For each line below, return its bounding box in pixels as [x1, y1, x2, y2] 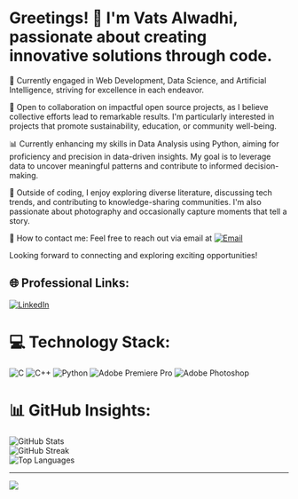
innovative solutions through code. [9, 46, 273, 66]
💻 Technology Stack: [9, 332, 171, 352]
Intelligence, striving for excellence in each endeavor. [9, 84, 205, 95]
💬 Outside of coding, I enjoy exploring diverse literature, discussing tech [9, 186, 273, 198]
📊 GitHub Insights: [9, 400, 152, 420]
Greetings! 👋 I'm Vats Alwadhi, [9, 8, 238, 28]
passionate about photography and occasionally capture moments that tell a [9, 206, 287, 217]
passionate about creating [9, 27, 208, 47]
